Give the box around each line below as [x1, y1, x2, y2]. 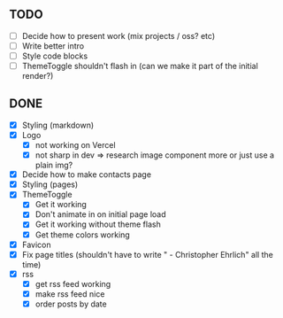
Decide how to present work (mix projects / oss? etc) [21, 30, 215, 41]
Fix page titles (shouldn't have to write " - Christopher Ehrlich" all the [21, 249, 274, 260]
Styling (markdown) [21, 120, 95, 130]
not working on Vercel [34, 140, 117, 150]
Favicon [21, 239, 51, 250]
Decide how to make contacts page [21, 169, 152, 180]
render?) [21, 71, 54, 81]
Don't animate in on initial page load [34, 209, 166, 220]
